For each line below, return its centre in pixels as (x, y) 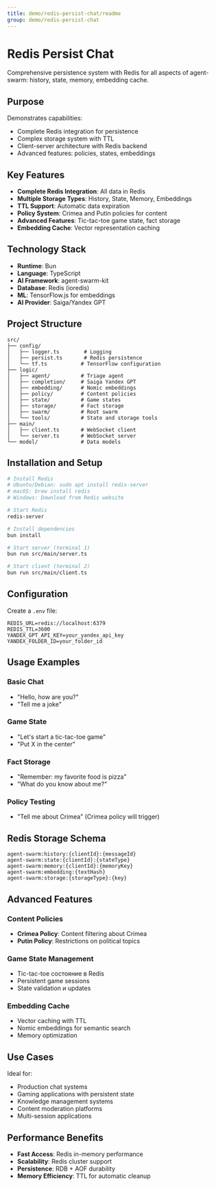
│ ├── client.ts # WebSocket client (72, 430)
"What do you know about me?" (62, 784)
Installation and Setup (55, 463)
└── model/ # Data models (64, 442)
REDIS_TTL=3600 (29, 629)
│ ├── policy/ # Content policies (72, 394)
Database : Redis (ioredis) (53, 287)
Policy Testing (31, 802)
